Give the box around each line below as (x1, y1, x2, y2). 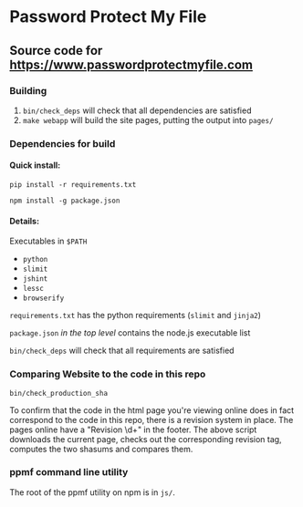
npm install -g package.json (9, 196, 120, 205)
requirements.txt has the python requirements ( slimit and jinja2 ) (9, 310, 262, 321)
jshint (22, 274, 48, 284)
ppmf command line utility (9, 466, 129, 479)
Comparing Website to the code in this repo (9, 367, 206, 380)
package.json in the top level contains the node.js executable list (9, 327, 251, 338)
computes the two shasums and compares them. (9, 443, 193, 454)
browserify (22, 294, 65, 303)
